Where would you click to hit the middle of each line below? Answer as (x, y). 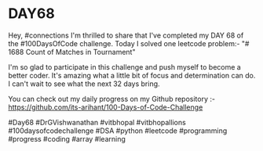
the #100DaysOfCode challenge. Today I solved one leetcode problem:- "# (129, 43)
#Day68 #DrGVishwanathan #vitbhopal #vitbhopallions (97, 122)
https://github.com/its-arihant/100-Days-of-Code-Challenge (106, 107)
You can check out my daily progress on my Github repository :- (112, 99)
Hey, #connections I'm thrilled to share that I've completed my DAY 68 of (126, 35)
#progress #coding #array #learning (67, 138)
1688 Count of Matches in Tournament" (72, 52)
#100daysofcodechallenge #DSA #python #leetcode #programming (118, 131)
